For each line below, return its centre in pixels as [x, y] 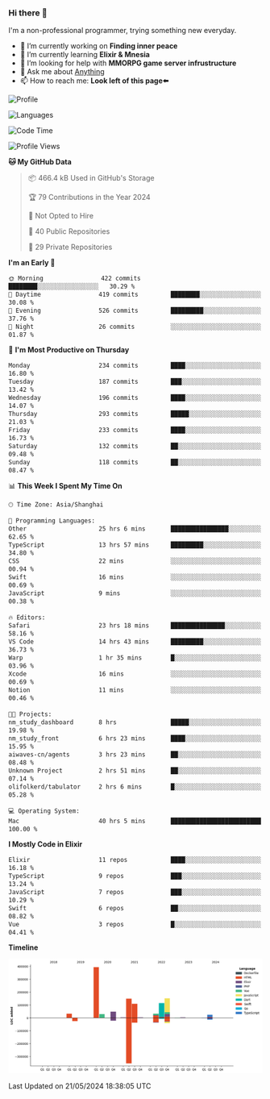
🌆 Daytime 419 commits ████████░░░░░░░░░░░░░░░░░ [135, 295]
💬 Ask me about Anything [62, 72]
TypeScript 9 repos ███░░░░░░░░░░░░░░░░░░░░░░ [135, 876]
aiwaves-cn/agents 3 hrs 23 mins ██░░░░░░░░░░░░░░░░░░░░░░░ [135, 755]
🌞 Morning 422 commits [75, 279]
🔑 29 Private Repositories [70, 247]
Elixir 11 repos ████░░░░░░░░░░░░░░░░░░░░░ [135, 860]
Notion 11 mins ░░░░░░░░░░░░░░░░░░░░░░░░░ [135, 690]
